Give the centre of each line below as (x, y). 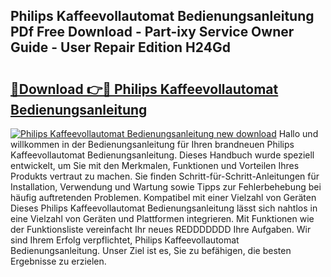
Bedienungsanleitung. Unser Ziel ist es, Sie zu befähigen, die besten (151, 250)
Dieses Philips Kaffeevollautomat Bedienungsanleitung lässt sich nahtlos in (164, 208)
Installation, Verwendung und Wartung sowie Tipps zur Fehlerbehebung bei (166, 187)
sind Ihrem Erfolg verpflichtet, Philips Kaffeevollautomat (125, 240)
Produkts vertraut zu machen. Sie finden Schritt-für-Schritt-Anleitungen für (165, 176)
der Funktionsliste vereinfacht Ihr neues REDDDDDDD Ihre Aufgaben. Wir (161, 229)
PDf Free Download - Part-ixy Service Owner (152, 32)
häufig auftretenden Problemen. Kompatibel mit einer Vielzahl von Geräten (163, 197)
